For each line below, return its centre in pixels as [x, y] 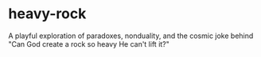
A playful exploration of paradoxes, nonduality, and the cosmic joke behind [131, 36]
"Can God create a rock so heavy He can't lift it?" [89, 44]
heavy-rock [47, 14]
